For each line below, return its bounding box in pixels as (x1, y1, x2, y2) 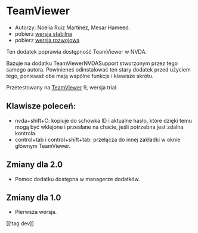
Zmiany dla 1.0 (6, 192, 61, 203)
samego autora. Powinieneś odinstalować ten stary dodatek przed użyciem (6, 66, 191, 73)
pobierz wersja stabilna (14, 30, 73, 37)
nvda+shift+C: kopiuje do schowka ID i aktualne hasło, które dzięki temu (14, 117, 192, 124)
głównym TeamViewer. (14, 142, 70, 150)
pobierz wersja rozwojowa (14, 36, 80, 44)
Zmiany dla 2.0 (6, 160, 63, 170)
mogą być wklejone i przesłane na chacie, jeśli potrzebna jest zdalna (14, 123, 184, 131)
